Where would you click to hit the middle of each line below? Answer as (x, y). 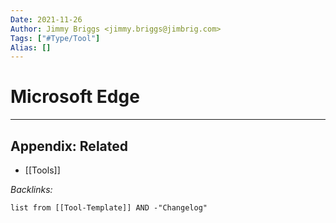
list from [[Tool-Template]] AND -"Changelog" (109, 208)
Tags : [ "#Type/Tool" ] (55, 38)
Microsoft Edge (75, 97)
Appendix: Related (69, 146)
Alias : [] (31, 47)
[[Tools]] (42, 170)
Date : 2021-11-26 (46, 19)
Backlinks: (31, 189)
